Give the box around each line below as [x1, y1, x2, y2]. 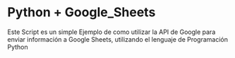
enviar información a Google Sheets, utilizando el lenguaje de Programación [7, 35, 228, 43]
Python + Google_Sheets [7, 4, 156, 21]
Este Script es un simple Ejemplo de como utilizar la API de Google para [7, 28, 216, 36]
